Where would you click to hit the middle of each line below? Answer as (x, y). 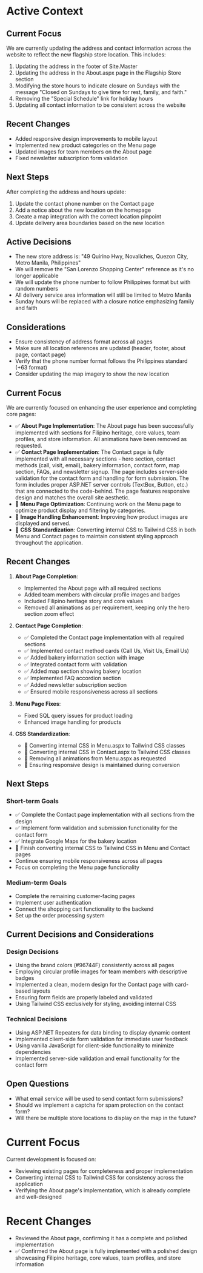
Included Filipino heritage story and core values (84, 601)
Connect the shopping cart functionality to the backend (84, 909)
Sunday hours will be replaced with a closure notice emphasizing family (105, 302)
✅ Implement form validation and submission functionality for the (96, 828)
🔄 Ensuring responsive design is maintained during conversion (102, 765)
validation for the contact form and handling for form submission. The (102, 478)
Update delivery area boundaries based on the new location (90, 223)
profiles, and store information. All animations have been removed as (101, 439)
